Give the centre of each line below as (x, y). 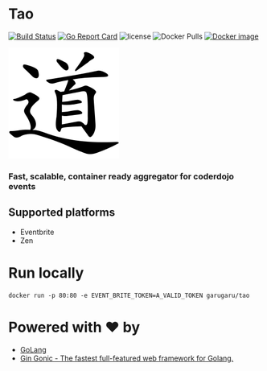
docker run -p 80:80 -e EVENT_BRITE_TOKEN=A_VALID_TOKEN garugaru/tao (129, 295)
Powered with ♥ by (74, 327)
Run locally (46, 272)
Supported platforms (62, 213)
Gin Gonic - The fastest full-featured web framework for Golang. (127, 358)
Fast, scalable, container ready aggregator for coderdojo (121, 176)
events (22, 186)
